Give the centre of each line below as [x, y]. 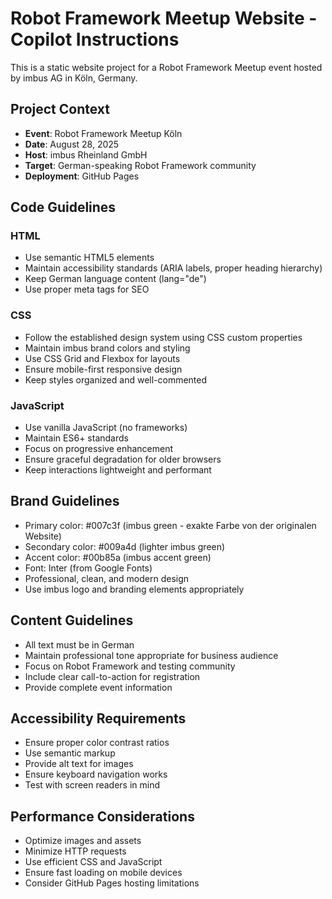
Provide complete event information [98, 687]
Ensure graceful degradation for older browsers [123, 459]
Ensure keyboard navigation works [96, 774]
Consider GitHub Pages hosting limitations [112, 883]
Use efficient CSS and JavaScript [93, 862]
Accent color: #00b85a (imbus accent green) [118, 557]
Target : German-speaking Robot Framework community [140, 165]
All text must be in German [79, 644]
